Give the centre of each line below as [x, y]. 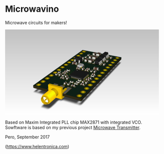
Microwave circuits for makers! [36, 23]
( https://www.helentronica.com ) [37, 147]
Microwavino [32, 9]
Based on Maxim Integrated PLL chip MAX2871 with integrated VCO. [74, 122]
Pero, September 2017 [27, 137]
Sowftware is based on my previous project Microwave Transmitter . [73, 128]
